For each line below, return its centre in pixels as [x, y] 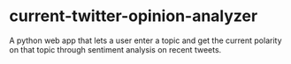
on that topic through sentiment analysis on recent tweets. [115, 49]
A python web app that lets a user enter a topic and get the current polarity [145, 40]
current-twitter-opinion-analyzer [134, 16]
